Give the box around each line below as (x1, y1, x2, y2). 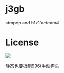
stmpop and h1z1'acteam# (5, 20, 59, 25)
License (5, 37, 39, 48)
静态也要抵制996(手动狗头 (5, 63, 59, 69)
